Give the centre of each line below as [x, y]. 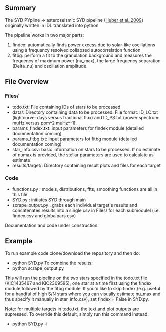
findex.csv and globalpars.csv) [44, 216]
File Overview [27, 82]
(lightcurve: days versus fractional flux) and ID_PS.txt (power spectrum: [86, 117]
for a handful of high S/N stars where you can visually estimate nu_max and [83, 294]
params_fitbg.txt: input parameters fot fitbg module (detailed [75, 139]
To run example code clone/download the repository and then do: [73, 253]
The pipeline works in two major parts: [45, 35]
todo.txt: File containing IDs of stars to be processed [66, 107]
